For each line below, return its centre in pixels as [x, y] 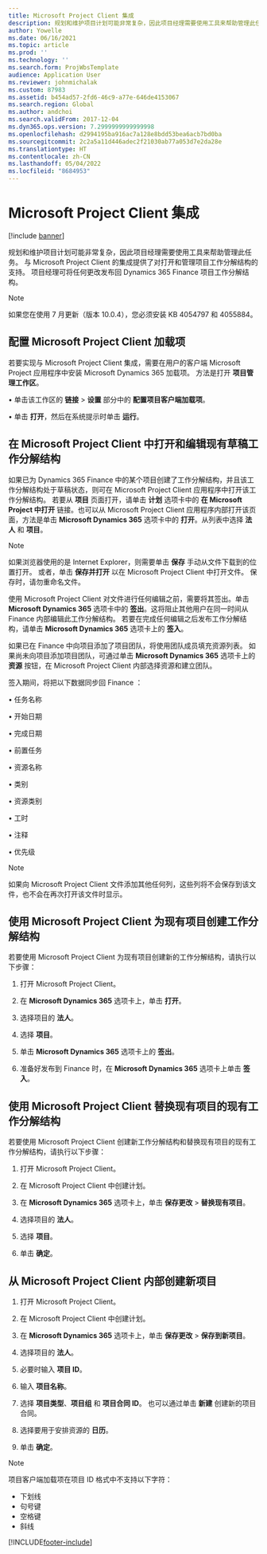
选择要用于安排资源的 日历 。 [66, 1430]
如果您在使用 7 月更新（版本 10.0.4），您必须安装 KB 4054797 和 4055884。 [133, 314]
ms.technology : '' [39, 61]
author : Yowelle [35, 30]
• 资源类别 [25, 801]
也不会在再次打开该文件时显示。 [74, 894]
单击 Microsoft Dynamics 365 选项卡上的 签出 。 [99, 1052]
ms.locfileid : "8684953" [49, 171]
